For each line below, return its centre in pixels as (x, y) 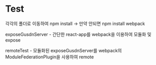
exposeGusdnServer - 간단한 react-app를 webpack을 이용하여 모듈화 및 (79, 34)
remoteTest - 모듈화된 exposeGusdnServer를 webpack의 (64, 50)
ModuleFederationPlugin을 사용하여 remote (50, 57)
